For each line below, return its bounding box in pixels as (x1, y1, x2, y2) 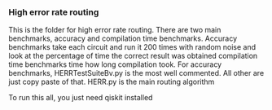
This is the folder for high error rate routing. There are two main (8, 25, 222, 35)
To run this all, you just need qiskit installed (8, 93, 153, 103)
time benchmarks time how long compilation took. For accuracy (8, 59, 222, 69)
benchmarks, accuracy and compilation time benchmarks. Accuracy (8, 33, 238, 43)
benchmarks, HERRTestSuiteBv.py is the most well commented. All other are (8, 68, 265, 78)
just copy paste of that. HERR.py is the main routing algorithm (8, 77, 215, 87)
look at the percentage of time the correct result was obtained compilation (8, 51, 258, 61)
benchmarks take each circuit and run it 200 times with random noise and (8, 42, 257, 52)
